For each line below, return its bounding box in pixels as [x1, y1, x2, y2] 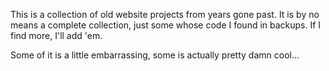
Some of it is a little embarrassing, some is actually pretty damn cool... [10, 49, 300, 61]
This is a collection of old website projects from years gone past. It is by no [10, 9, 320, 20]
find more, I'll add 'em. [10, 30, 103, 41]
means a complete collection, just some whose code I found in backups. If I [10, 19, 322, 31]
